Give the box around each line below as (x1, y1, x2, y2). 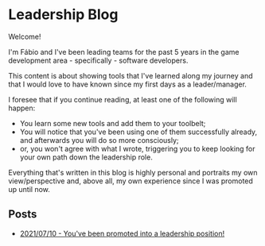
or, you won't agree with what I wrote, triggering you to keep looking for (19, 144, 255, 153)
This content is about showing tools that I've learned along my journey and (8, 71, 253, 80)
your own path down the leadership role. (19, 152, 153, 162)
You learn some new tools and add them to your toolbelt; (19, 118, 206, 128)
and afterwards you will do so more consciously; (19, 135, 179, 144)
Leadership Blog (8, 6, 119, 24)
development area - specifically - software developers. (8, 56, 189, 65)
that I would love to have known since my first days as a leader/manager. (8, 79, 247, 89)
